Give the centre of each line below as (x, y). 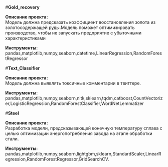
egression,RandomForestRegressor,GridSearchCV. (57, 159)
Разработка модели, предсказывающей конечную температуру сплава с (84, 128)
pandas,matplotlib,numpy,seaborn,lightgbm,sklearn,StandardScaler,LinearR (83, 154)
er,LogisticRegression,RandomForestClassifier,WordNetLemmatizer (75, 103)
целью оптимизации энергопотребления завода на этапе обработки (79, 133)
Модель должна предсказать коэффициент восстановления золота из (80, 22)
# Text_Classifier (23, 68)
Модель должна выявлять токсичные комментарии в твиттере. (73, 83)
